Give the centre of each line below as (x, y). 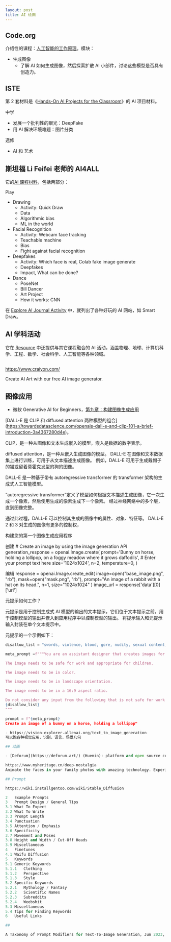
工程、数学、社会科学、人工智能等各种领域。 (61, 354)
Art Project (32, 294)
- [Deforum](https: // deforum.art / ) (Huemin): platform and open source (83, 756)
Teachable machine (41, 240)
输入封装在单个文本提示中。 (34, 624)
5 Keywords (19, 859)
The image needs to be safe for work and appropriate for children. (79, 663)
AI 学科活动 (23, 334)
